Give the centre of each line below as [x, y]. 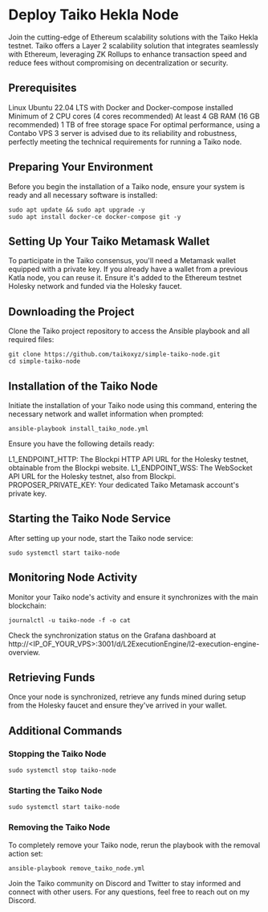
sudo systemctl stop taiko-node [62, 770]
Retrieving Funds [52, 678]
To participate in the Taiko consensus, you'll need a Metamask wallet [122, 261]
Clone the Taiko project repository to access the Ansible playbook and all [129, 331]
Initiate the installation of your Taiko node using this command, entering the [133, 405]
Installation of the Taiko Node [83, 386]
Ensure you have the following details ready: [81, 444]
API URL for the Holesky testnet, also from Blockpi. [92, 476]
